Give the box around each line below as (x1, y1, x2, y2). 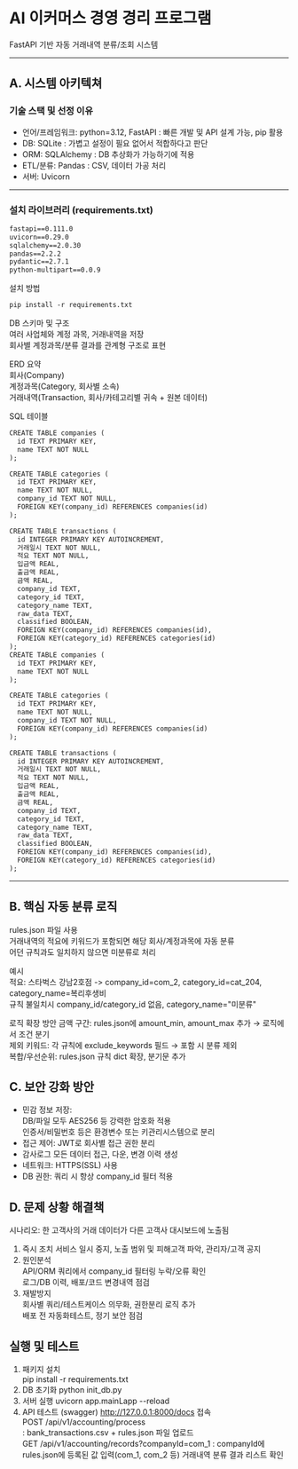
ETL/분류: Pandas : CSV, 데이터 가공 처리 (21, 160, 167, 170)
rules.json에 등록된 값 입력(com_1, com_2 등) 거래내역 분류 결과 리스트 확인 (21, 1449, 284, 1460)
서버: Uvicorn (21, 170, 71, 182)
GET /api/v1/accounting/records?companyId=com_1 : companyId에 (21, 1439, 265, 1449)
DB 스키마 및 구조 (9, 318, 70, 328)
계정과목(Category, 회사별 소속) (9, 381, 120, 391)
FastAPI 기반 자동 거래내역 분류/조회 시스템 (9, 39, 159, 50)
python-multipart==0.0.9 (9, 265, 101, 275)
